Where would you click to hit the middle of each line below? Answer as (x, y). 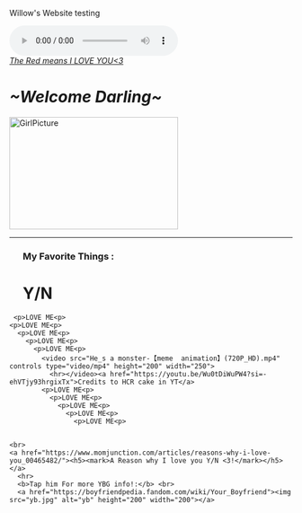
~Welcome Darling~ (86, 97)
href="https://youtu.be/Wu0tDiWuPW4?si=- (188, 374)
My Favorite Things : (68, 256)
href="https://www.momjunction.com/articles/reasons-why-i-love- (146, 453)
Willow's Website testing (55, 13)
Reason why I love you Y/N (169, 460)
